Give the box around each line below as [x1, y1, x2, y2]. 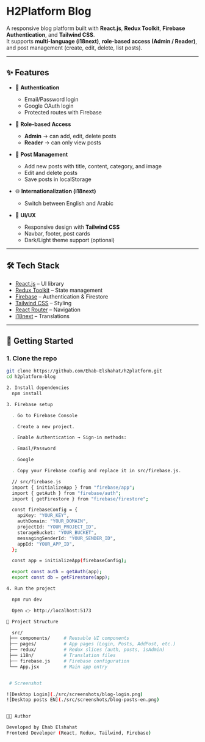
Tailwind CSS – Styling [15, 299, 72, 306]
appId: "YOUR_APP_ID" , [17, 541, 75, 547]
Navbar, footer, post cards [24, 229, 90, 237]
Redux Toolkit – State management [15, 286, 103, 294]
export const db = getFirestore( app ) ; [12, 574, 111, 581]
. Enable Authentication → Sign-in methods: [12, 434, 127, 441]
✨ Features [6, 67, 49, 78]
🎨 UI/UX [15, 211, 37, 218]
